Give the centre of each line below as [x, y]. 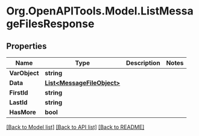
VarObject [24, 73]
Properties [27, 46]
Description [143, 63]
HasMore [23, 112]
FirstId [19, 93]
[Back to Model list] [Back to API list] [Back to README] [75, 127]
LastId [18, 102]
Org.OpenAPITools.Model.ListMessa [100, 11]
